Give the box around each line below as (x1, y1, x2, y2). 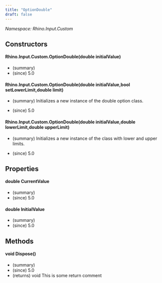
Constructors (5, 40, 48, 48)
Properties (5, 165, 39, 173)
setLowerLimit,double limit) (5, 87, 64, 93)
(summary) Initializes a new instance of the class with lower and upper (12, 135, 158, 141)
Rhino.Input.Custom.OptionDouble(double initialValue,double (5, 119, 136, 125)
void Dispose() (5, 251, 36, 257)
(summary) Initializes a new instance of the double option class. (12, 98, 144, 104)
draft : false (5, 12, 32, 17)
